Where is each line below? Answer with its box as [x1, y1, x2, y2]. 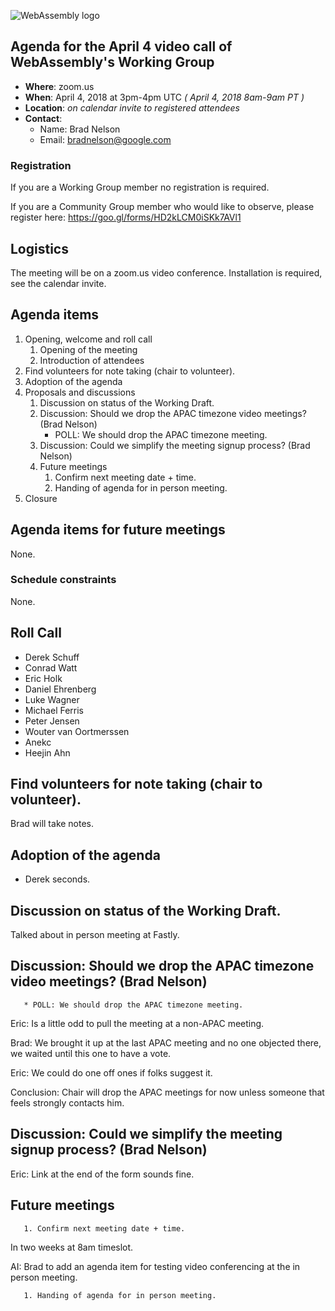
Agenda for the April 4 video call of [10, 38, 233, 55]
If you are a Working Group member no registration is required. [10, 181, 270, 194]
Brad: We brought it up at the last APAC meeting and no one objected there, [10, 1036, 322, 1049]
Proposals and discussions [24, 386, 136, 398]
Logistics [10, 240, 69, 257]
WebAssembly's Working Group [10, 54, 215, 71]
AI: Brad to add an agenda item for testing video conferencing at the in [10, 1260, 301, 1272]
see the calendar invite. [10, 277, 107, 289]
